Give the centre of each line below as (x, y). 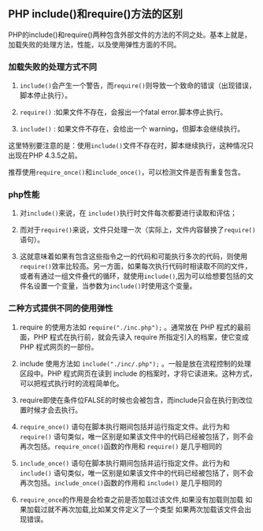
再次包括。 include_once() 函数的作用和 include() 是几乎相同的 (121, 482)
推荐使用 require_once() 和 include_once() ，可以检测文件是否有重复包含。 (127, 173)
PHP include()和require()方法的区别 (96, 14)
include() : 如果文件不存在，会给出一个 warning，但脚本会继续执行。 (132, 129)
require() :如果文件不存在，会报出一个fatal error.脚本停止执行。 (123, 112)
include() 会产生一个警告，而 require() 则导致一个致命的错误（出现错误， (137, 86)
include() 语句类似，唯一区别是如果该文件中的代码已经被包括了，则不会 (137, 473)
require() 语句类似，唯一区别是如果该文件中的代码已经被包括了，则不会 (137, 436)
